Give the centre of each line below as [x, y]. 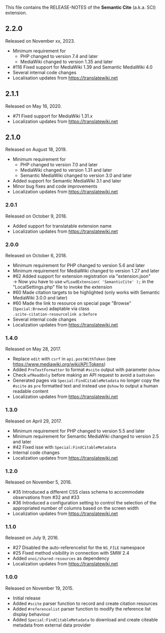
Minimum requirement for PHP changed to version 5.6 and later [79, 265]
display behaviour [31, 614]
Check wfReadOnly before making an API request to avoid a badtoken [84, 375]
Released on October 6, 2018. [36, 256]
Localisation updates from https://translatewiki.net [65, 78]
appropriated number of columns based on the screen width [76, 508]
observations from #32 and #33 [46, 497]
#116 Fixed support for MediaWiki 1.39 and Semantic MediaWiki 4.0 [82, 67]
